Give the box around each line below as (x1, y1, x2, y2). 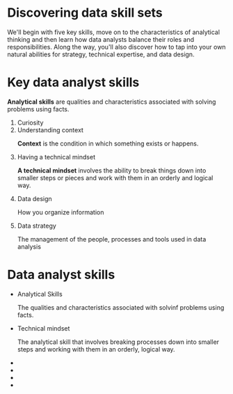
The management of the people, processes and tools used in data (17, 235, 207, 243)
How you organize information (17, 207, 104, 216)
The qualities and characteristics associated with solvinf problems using (17, 303, 225, 311)
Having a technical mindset (17, 152, 96, 161)
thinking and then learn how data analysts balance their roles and (7, 35, 195, 43)
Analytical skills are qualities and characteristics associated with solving (7, 97, 216, 106)
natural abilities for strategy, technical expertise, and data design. (7, 50, 195, 58)
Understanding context (17, 125, 83, 134)
